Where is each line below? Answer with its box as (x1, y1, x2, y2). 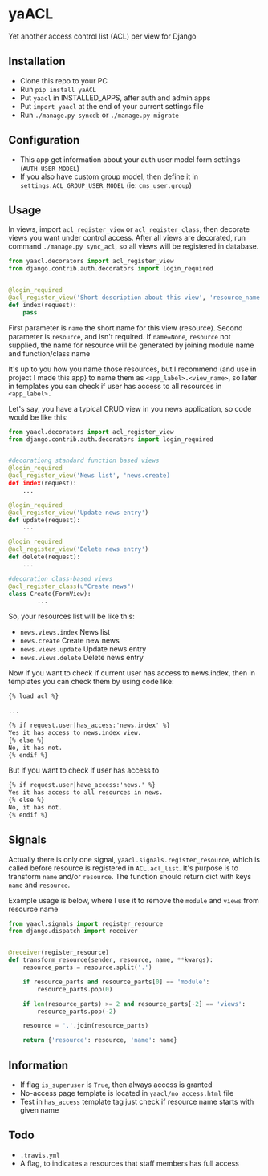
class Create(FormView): (8, 590, 91, 598)
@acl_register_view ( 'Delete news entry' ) (8, 545, 149, 554)
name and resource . (8, 880, 71, 890)
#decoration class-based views (8, 574, 113, 582)
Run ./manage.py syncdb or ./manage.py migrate (19, 110, 179, 120)
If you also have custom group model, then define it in (19, 172, 199, 181)
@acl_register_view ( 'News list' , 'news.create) (8, 472, 171, 480)
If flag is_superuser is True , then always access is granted (19, 1080, 213, 1089)
